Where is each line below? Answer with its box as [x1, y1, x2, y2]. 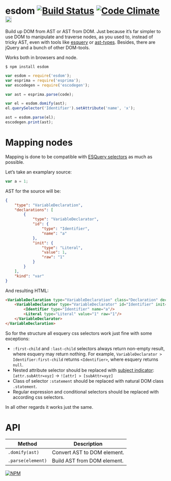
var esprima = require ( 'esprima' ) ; [5, 78, 81, 83]
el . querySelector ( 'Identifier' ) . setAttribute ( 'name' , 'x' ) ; [5, 106, 136, 111]
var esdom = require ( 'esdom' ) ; [5, 73, 72, 78]
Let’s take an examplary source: [5, 168, 72, 175]
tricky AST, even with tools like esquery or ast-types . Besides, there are [5, 39, 156, 45]
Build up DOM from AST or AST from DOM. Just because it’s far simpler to [5, 28, 161, 34]
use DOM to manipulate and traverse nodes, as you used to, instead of [5, 34, 154, 40]
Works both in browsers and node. [5, 54, 78, 61]
